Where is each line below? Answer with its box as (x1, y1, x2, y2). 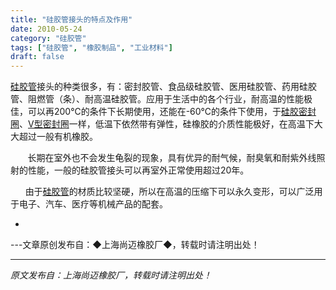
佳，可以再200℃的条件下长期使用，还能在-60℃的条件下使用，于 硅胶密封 (10, 106, 317, 118)
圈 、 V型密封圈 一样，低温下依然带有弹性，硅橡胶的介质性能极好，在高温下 (10, 118, 315, 130)
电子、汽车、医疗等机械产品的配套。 (18, 198, 168, 210)
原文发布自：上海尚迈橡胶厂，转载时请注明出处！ (10, 269, 212, 281)
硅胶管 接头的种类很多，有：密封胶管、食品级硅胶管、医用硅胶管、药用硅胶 (10, 81, 317, 93)
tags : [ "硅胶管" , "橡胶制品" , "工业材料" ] (10, 42, 173, 53)
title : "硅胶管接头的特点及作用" (10, 14, 133, 25)
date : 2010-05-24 (10, 24, 83, 34)
